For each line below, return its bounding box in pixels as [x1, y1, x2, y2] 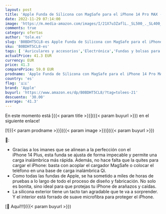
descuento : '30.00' [5, 94, 45, 99]
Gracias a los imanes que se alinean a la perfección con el [12, 147, 131, 153]
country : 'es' [5, 76, 35, 81]
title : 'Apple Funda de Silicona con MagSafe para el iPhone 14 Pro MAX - [5, 12, 163, 17]
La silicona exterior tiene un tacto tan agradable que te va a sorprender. [12, 189, 158, 195]
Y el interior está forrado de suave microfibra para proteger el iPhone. [12, 194, 155, 200]
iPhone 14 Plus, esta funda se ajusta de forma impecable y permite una [12, 152, 157, 158]
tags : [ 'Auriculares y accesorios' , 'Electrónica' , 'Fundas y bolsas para [5, 48, 161, 53]
